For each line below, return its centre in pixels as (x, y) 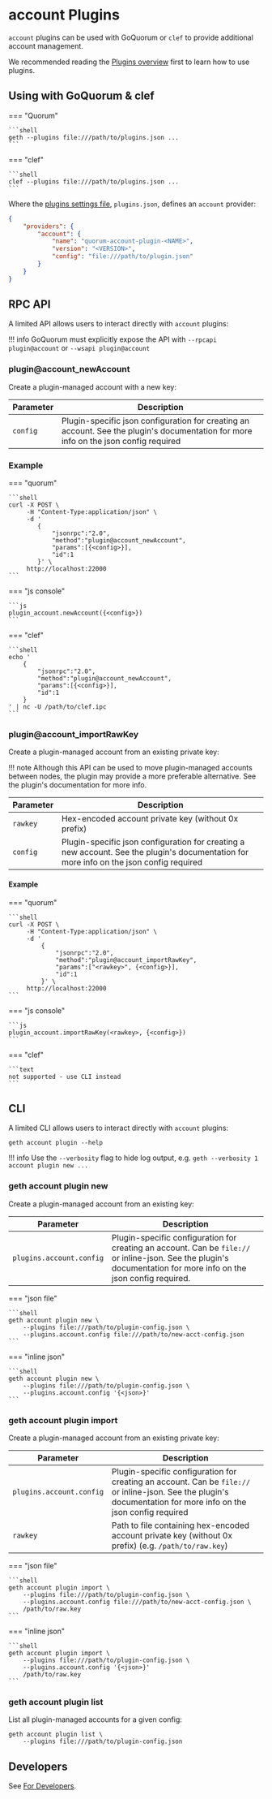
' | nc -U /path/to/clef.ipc (57, 707)
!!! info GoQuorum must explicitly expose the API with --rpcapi (113, 339)
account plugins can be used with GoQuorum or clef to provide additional (131, 37)
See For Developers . (42, 1786)
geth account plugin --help (56, 1143)
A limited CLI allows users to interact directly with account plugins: (119, 1128)
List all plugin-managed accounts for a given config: (95, 1719)
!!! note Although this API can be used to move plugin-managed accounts (130, 768)
